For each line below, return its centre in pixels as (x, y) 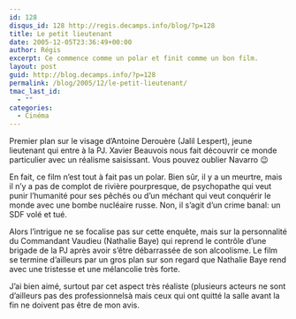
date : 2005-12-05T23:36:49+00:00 (71, 42)
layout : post (33, 67)
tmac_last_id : (35, 91)
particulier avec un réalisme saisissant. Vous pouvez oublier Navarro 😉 (139, 160)
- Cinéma (33, 116)
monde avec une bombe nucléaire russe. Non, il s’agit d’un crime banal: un (145, 205)
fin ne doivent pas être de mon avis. (74, 305)
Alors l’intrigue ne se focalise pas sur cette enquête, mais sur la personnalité (148, 232)
